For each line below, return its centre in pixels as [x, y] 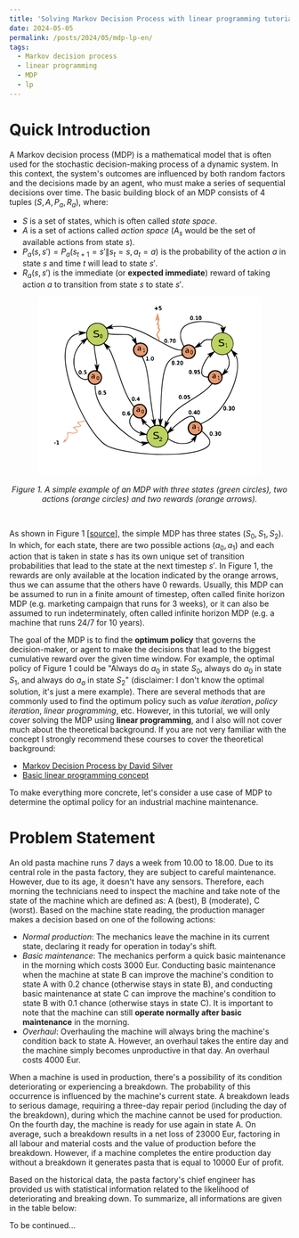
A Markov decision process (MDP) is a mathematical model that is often [140, 154]
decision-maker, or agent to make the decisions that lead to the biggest [140, 650]
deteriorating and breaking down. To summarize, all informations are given [145, 1198]
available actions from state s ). [78, 242]
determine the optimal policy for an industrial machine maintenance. [134, 802]
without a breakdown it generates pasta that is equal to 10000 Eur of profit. [147, 1162]
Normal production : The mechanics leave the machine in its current [145, 937]
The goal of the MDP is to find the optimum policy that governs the [133, 640]
